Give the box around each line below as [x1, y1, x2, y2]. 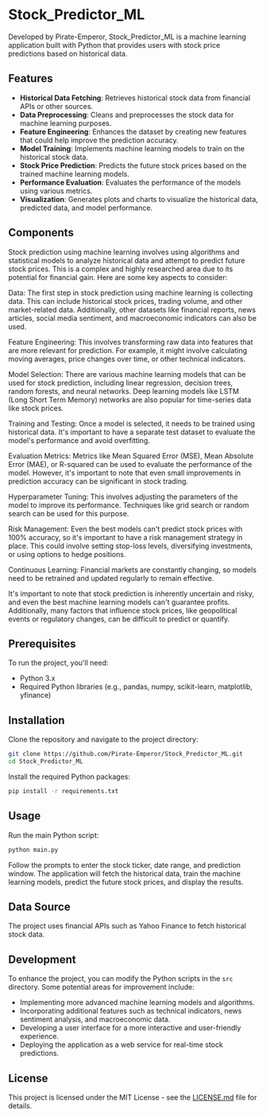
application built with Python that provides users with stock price [8, 40, 221, 49]
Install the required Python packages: [8, 772, 131, 781]
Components [8, 226, 74, 239]
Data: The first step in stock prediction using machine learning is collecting [8, 288, 253, 298]
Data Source [8, 900, 71, 913]
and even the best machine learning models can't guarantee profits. [8, 597, 230, 606]
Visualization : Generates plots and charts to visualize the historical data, [19, 194, 258, 204]
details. [8, 1100, 33, 1111]
